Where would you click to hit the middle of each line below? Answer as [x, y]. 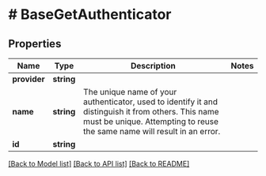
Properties [35, 44]
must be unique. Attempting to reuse [151, 122]
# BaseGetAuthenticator [90, 15]
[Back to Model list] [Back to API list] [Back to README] [99, 164]
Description [153, 66]
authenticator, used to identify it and [150, 102]
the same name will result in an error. [152, 131]
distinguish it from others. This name [151, 112]
